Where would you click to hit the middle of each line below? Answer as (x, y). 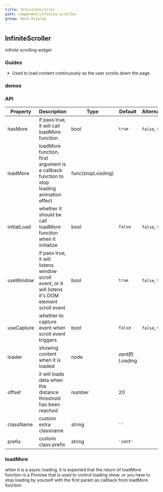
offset (14, 392)
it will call (49, 126)
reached (48, 410)
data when (51, 380)
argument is (52, 164)
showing (49, 347)
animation (50, 194)
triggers (48, 340)
